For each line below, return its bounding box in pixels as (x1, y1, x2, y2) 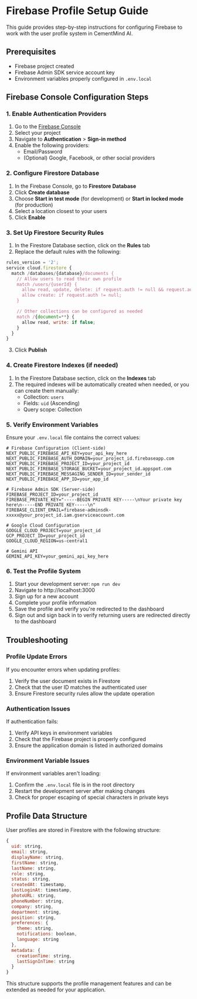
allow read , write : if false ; (21, 319, 96, 325)
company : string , (11, 904, 54, 910)
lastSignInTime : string (16, 958, 75, 964)
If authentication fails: (6, 718, 59, 725)
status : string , (11, 876, 51, 882)
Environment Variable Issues (6, 756, 90, 765)
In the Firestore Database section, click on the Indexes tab (14, 374, 157, 381)
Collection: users (23, 393, 64, 400)
